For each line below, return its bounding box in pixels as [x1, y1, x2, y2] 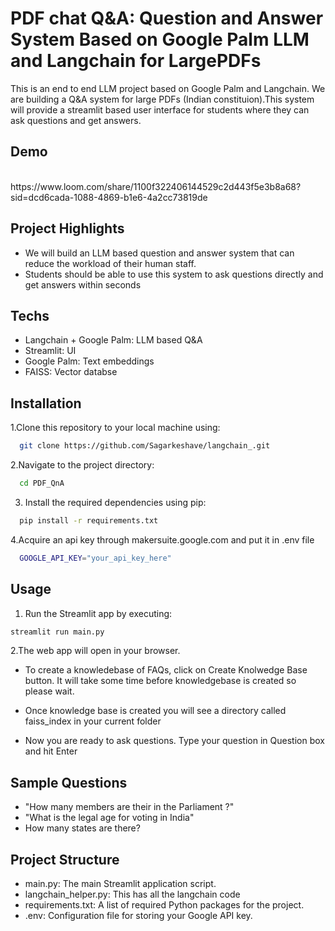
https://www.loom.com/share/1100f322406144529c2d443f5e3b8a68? [10, 180, 302, 192]
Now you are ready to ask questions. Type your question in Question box [24, 735, 325, 747]
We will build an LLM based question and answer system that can [24, 247, 295, 259]
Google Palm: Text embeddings [24, 355, 155, 367]
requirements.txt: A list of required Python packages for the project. [24, 899, 305, 911]
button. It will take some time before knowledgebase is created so [24, 675, 297, 687]
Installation [10, 395, 82, 412]
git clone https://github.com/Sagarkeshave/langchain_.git [19, 441, 271, 451]
